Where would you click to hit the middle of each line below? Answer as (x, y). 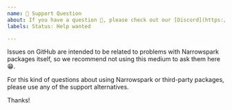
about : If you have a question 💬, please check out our (89, 20)
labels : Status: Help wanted (49, 26)
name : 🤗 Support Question (44, 13)
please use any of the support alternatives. (68, 87)
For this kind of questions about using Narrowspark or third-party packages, (116, 80)
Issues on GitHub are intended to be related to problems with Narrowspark (113, 52)
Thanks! (19, 100)
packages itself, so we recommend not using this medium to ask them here (114, 59)
